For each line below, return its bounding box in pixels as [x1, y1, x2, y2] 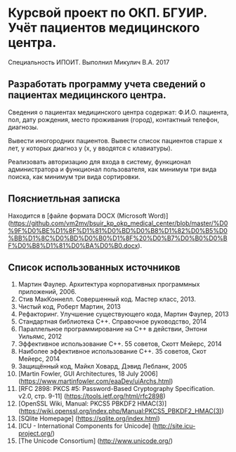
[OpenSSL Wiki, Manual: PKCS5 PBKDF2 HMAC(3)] [18, 399, 167, 408]
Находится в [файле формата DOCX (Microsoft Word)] [8, 211, 169, 220]
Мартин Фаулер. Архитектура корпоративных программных [18, 280, 200, 288]
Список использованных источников [8, 261, 181, 273]
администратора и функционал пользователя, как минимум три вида [8, 165, 217, 173]
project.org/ [18, 430, 53, 438]
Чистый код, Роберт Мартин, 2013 [18, 303, 122, 311]
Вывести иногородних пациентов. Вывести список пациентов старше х [8, 136, 223, 145]
